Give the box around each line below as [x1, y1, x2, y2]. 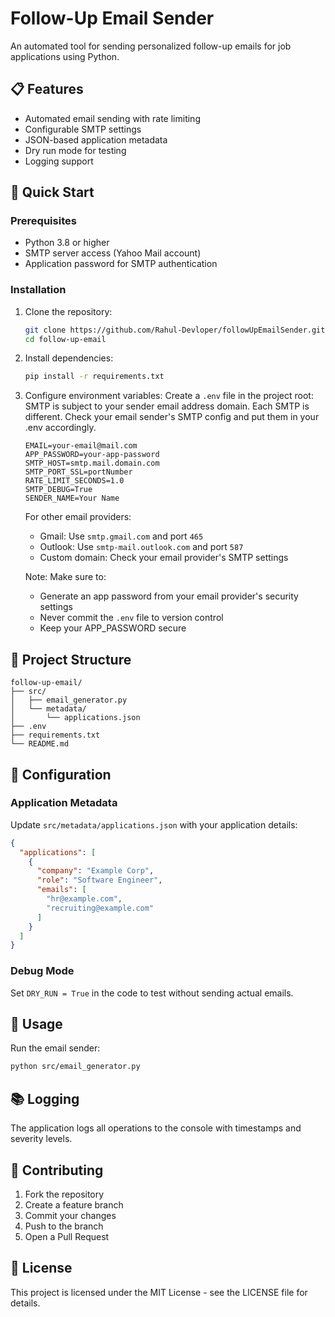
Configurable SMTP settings [24, 123, 142, 135]
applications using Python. [10, 50, 120, 62]
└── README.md [10, 739, 70, 749]
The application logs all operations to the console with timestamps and [10, 1122, 302, 1134]
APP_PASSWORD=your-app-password [24, 450, 160, 460]
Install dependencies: [24, 352, 114, 364]
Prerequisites [10, 214, 77, 228]
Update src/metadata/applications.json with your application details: [10, 818, 298, 831]
